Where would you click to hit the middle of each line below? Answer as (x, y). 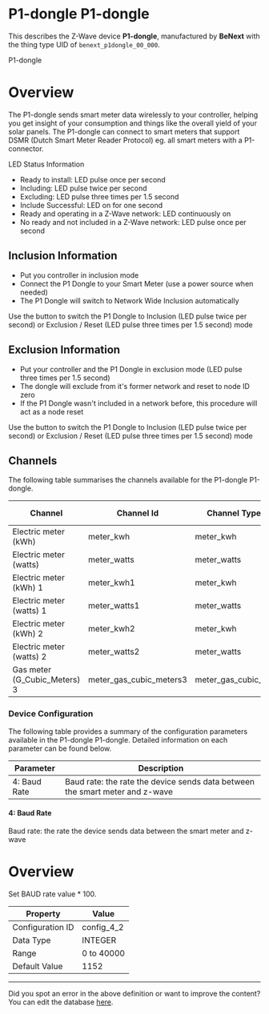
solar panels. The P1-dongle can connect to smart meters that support (124, 131)
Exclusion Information (64, 350)
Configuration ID (43, 927)
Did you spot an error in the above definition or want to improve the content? (134, 993)
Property (43, 913)
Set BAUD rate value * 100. (52, 894)
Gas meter (32, 670)
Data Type (32, 940)
